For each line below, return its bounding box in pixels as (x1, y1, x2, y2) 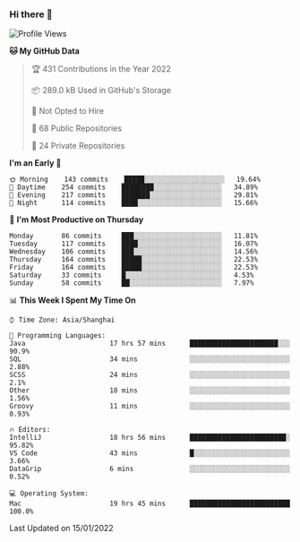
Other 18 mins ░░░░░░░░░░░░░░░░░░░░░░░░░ (9, 386, 291, 395)
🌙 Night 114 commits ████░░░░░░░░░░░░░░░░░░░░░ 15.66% (9, 199, 258, 208)
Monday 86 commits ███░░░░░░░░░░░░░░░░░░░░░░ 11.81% (9, 232, 258, 241)
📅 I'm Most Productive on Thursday (9, 214, 144, 225)
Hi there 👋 (9, 8, 54, 21)
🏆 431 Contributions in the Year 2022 (30, 64, 172, 74)
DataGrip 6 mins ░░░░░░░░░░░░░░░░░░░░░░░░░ (9, 465, 291, 474)
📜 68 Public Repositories (30, 123, 123, 133)
